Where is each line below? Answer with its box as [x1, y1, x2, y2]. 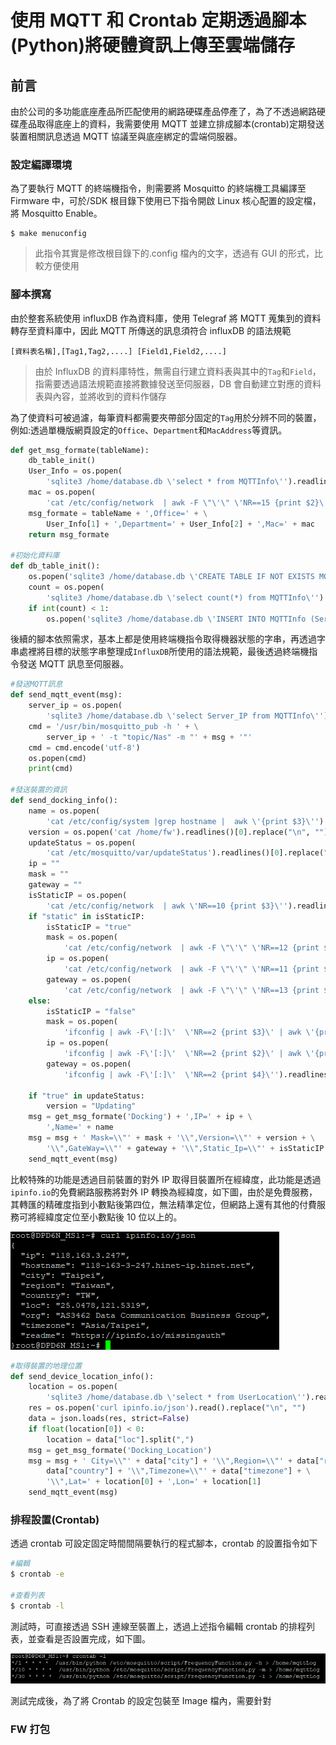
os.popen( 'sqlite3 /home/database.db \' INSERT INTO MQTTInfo [46, 614, 307, 624]
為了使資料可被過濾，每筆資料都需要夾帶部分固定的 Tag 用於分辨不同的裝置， [10, 411, 322, 423]
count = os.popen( [28, 582, 105, 592]
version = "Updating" [46, 1101, 137, 1111]
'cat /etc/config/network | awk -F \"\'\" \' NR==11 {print [63, 964, 320, 975]
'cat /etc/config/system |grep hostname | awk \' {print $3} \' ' [46, 816, 320, 826]
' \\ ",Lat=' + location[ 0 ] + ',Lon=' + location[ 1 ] [46, 1477, 262, 1487]
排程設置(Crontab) [10, 1513, 100, 1527]
